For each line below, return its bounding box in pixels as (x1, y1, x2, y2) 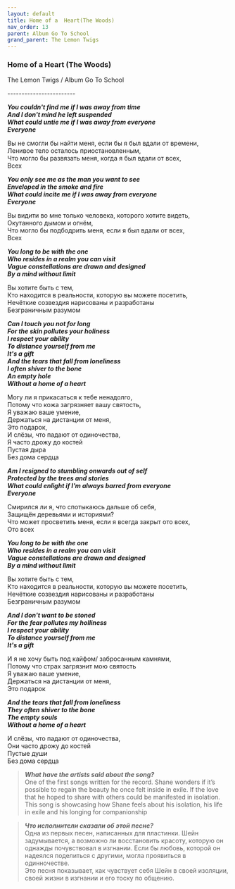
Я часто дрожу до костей (7, 438, 83, 447)
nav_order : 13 (7, 23, 49, 30)
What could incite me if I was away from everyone (7, 190, 158, 199)
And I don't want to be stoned (7, 611, 96, 620)
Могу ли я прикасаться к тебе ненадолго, (7, 393, 132, 402)
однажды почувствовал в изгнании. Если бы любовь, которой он (24, 844, 220, 852)
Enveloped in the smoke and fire (7, 182, 103, 191)
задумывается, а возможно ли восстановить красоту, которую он (24, 836, 224, 845)
